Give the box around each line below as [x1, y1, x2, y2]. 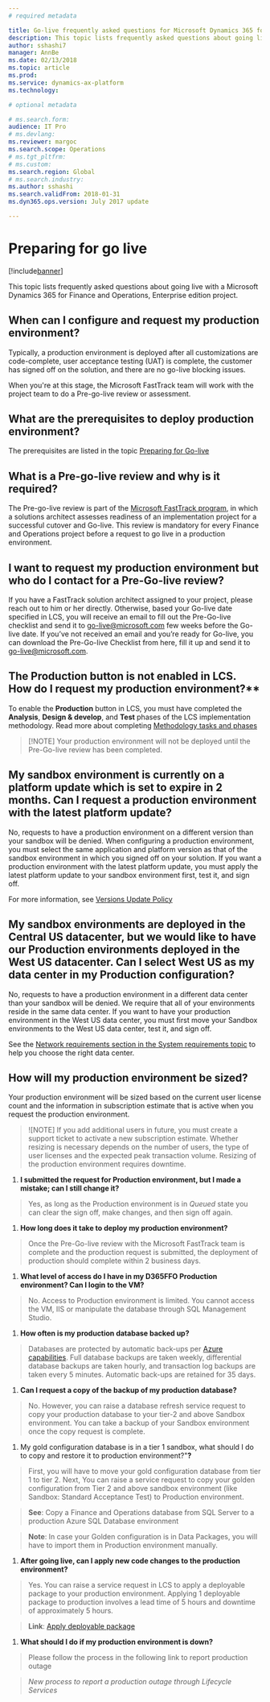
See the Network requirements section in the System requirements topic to [8, 1039, 256, 1049]
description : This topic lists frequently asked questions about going [8, 34, 253, 42]
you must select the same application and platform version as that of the [8, 844, 248, 854]
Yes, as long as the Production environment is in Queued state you [27, 1199, 248, 1209]
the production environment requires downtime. [27, 1159, 186, 1169]
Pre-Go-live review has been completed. [27, 744, 163, 754]
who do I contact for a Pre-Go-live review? [8, 574, 225, 587]
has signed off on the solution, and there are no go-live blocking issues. [8, 364, 247, 375]
